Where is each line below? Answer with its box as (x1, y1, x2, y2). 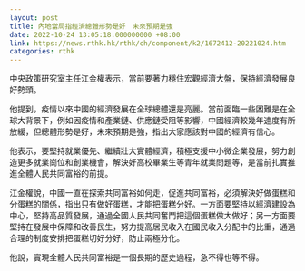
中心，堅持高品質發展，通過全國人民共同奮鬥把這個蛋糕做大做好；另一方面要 (9, 210, 296, 221)
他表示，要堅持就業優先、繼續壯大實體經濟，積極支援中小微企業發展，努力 (9, 146, 288, 157)
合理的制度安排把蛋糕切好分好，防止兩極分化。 (9, 233, 184, 244)
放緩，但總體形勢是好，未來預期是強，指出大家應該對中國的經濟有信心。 (9, 126, 280, 137)
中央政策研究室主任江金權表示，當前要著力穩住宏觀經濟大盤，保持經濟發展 (9, 73, 288, 84)
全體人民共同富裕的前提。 (16, 169, 113, 179)
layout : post (9, 13, 59, 23)
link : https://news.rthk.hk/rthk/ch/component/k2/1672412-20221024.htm (9, 38, 286, 48)
